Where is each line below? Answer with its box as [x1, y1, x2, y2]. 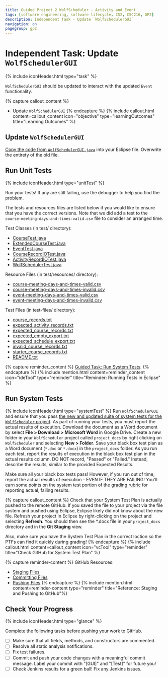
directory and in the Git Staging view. [5, 523, 83, 530]
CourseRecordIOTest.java [12, 251, 66, 257]
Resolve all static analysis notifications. [12, 643, 94, 649]
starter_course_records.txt [12, 348, 68, 355]
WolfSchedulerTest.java [12, 261, 62, 267]
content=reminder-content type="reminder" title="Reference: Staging [12, 585, 157, 591]
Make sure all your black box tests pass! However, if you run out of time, [5, 471, 155, 477]
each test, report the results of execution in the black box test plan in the [5, 450, 156, 457]
